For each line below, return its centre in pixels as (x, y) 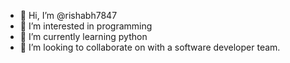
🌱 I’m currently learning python (83, 36)
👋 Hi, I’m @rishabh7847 (68, 15)
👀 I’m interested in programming (86, 26)
